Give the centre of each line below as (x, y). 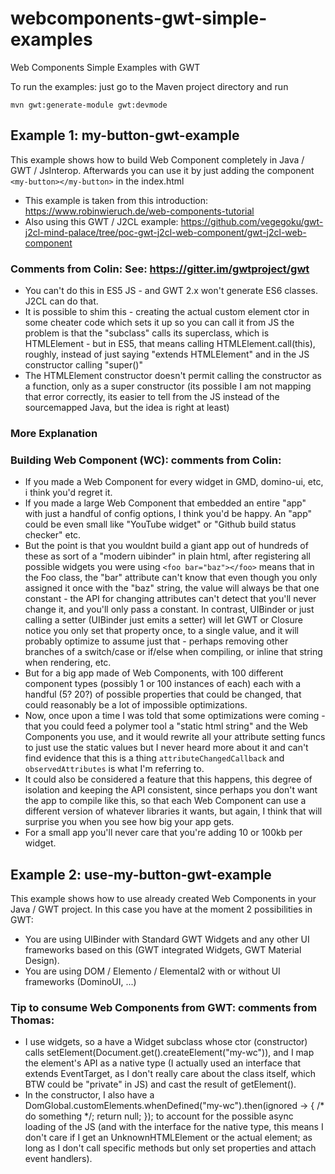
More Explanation (54, 433)
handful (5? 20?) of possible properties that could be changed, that (163, 694)
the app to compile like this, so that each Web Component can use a (165, 801)
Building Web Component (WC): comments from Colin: (146, 460)
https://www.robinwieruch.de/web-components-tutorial (139, 211)
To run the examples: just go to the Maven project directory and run (149, 86)
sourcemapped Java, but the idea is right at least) (127, 408)
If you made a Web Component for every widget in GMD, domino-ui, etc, (174, 482)
